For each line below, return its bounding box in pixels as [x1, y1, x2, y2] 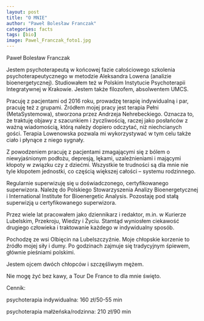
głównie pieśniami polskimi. [6, 249, 76, 256]
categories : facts [6, 26, 53, 32]
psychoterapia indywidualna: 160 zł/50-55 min [6, 296, 123, 303]
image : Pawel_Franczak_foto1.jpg [6, 37, 91, 43]
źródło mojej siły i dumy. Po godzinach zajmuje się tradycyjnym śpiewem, [6, 242, 191, 249]
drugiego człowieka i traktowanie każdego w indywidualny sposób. [6, 224, 175, 231]
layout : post [6, 9, 40, 15]
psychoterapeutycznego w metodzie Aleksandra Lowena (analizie [6, 73, 172, 79]
